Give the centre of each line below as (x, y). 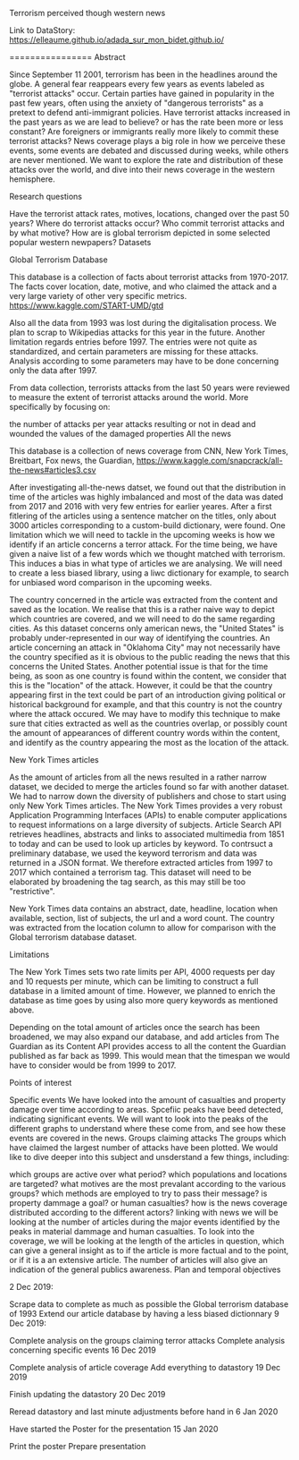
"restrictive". (32, 891)
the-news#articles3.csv (53, 470)
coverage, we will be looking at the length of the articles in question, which (147, 1241)
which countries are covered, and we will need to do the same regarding (142, 619)
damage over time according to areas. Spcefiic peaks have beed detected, (146, 1110)
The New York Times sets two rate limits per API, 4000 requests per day (142, 972)
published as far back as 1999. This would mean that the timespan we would (149, 1056)
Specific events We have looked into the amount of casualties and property (148, 1100)
